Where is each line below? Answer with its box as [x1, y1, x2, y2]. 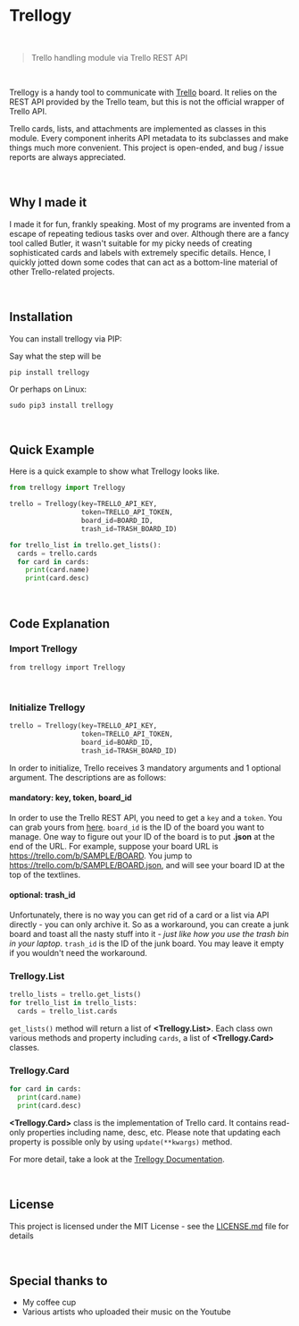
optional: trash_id [9, 890, 76, 900]
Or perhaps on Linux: [9, 384, 87, 394]
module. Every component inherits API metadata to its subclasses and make [9, 132, 289, 143]
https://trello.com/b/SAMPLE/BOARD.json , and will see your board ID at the [9, 859, 286, 870]
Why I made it [9, 195, 87, 210]
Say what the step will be [9, 351, 102, 361]
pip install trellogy [9, 367, 90, 376]
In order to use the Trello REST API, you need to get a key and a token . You [9, 812, 283, 823]
